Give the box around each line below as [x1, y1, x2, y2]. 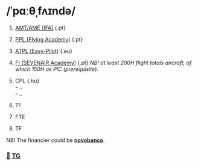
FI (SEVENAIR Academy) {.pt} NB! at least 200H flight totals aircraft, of [14, 59, 192, 66]
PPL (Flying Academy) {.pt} [14, 35, 83, 43]
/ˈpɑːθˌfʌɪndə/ [6, 4, 76, 18]
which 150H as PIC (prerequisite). [14, 65, 98, 73]
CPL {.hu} [14, 77, 40, 84]
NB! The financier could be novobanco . [6, 137, 105, 144]
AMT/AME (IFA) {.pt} [14, 24, 66, 31]
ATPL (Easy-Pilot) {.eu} [14, 47, 72, 55]
